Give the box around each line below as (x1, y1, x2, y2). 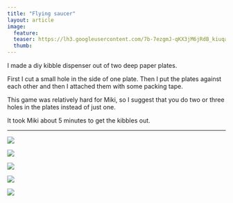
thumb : (13, 42, 33, 49)
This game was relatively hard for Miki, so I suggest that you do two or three (7, 96, 225, 104)
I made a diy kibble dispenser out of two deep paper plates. (7, 62, 178, 69)
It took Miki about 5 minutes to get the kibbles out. (7, 116, 150, 125)
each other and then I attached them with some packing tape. (7, 82, 184, 90)
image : (7, 23, 26, 30)
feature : (13, 29, 39, 37)
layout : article (7, 17, 54, 24)
